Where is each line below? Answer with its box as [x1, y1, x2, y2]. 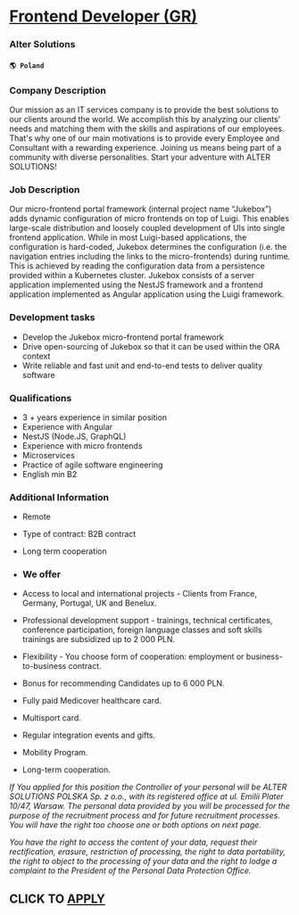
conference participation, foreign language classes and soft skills [21, 624, 262, 635]
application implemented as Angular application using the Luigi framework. [9, 289, 285, 300]
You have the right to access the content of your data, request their [9, 837, 258, 848]
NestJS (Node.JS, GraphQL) [21, 431, 127, 441]
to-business [21, 661, 67, 672]
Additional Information [9, 490, 110, 503]
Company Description [9, 84, 107, 96]
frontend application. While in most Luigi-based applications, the [9, 232, 247, 243]
